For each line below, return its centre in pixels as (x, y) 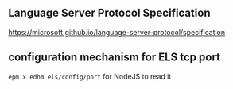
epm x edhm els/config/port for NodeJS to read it (90, 76)
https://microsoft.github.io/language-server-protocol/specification (117, 32)
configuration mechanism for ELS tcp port (115, 58)
